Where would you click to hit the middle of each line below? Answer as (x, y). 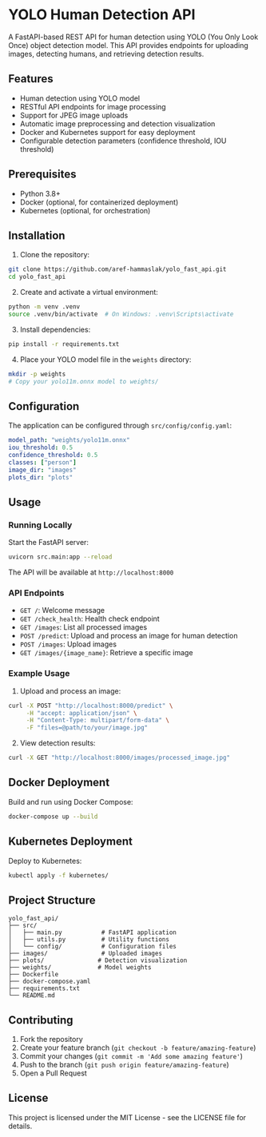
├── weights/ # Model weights (80, 968)
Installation (37, 235)
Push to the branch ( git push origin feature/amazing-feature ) (124, 1065)
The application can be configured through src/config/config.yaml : (120, 426)
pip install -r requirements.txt (64, 344)
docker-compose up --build (53, 817)
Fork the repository (52, 1040)
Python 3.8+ (40, 193)
